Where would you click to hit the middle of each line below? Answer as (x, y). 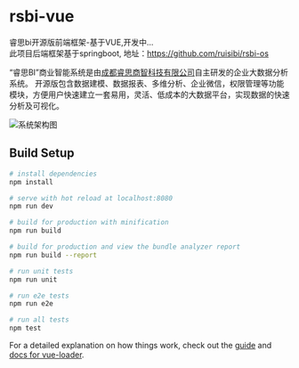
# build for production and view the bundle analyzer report (125, 247)
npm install (31, 182)
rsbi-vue (42, 16)
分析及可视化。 (36, 105)
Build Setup (42, 153)
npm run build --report (53, 255)
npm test (25, 328)
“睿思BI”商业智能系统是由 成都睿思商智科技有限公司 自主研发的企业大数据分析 (149, 72)
